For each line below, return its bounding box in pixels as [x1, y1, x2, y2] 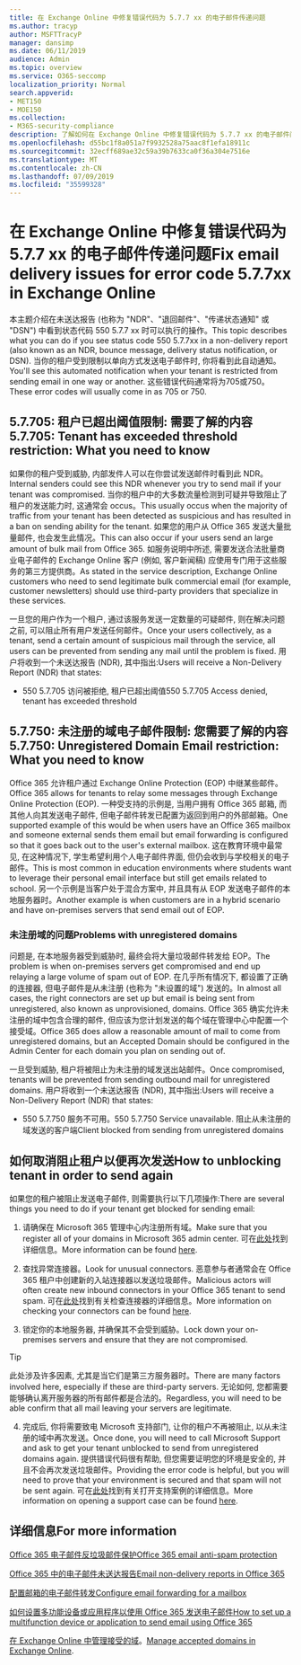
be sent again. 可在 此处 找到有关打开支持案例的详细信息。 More [21, 1484, 254, 1496]
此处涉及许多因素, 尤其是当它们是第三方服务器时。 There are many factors [9, 1369, 280, 1380]
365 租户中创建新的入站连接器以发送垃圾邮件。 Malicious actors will [21, 1274, 271, 1285]
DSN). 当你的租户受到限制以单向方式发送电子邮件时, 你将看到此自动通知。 [9, 356, 281, 367]
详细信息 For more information [9, 1524, 177, 1539]
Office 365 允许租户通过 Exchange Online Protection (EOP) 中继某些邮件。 [9, 777, 284, 788]
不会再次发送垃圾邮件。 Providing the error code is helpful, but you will [30, 1464, 289, 1475]
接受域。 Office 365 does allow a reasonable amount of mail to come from [9, 1025, 280, 1036]
